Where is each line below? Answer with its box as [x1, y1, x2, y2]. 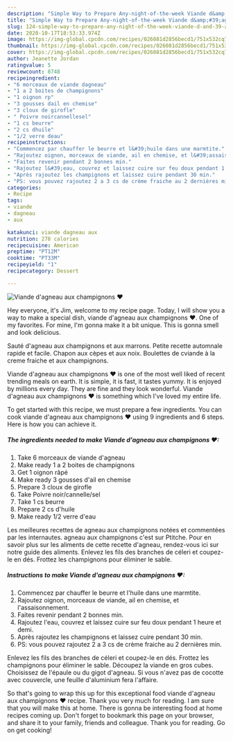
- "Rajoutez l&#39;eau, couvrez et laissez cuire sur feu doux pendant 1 [7, 164, 225, 172]
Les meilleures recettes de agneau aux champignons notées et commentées [7, 525, 225, 534]
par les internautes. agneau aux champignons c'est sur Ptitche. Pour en [7, 533, 212, 541]
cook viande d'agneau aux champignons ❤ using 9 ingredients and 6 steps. [7, 412, 225, 421]
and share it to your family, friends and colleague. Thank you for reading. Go [7, 718, 225, 726]
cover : [7, 49, 26, 56]
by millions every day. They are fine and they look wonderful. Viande [7, 384, 203, 392]
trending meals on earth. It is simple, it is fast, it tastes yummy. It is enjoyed [7, 377, 222, 385]
